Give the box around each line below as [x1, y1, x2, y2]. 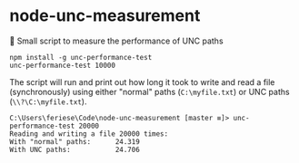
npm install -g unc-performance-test [9, 53, 153, 62]
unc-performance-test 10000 [9, 61, 116, 70]
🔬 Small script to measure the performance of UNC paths [9, 35, 224, 46]
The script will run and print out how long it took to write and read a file [9, 76, 275, 87]
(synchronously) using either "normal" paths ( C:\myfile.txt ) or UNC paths [9, 86, 290, 97]
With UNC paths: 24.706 [9, 145, 141, 154]
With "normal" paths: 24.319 [9, 137, 141, 146]
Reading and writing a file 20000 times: [9, 129, 169, 139]
